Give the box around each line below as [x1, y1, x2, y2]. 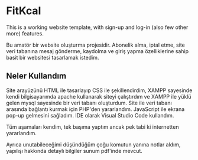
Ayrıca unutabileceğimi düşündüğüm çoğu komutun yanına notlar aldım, [6, 141, 181, 148]
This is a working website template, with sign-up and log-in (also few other [6, 24, 189, 31]
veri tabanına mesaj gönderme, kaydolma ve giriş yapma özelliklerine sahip [6, 47, 189, 54]
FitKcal [6, 4, 41, 18]
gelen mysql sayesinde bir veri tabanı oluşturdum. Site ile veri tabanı [6, 99, 173, 106]
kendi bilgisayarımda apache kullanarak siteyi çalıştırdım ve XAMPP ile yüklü [6, 93, 191, 100]
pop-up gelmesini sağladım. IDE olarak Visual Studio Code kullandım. [6, 112, 174, 119]
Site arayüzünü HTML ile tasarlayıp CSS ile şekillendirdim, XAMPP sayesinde [6, 87, 193, 94]
